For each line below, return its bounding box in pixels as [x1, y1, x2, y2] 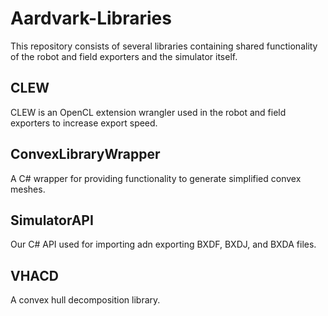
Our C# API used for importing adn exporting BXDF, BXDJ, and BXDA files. [10, 238, 317, 251]
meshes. [10, 183, 46, 195]
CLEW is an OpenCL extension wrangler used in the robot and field [10, 106, 287, 118]
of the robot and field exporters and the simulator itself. [10, 50, 238, 62]
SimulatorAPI [10, 212, 94, 229]
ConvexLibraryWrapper [10, 146, 161, 163]
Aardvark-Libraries [10, 7, 172, 30]
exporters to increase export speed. [10, 117, 158, 129]
